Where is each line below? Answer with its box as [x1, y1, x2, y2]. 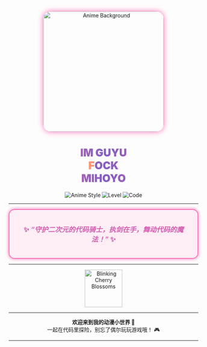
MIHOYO [81, 171, 126, 185]
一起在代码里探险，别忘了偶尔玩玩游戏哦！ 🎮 [47, 326, 160, 333]
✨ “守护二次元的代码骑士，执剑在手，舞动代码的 [23, 225, 177, 234]
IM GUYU [80, 146, 127, 160]
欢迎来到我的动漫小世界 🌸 [72, 318, 135, 325]
